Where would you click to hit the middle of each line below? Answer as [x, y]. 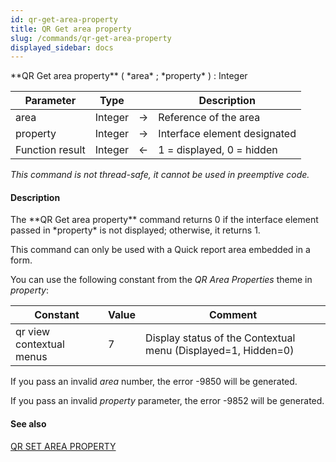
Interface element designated [227, 134]
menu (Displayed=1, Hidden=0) [220, 351]
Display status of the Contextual [220, 338]
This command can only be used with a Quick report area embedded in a [160, 250]
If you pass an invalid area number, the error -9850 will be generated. [154, 382]
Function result [50, 150]
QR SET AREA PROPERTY [63, 446]
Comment [233, 315]
